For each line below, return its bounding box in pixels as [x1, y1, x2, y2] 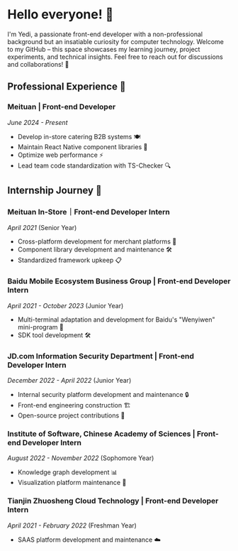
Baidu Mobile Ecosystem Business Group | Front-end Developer [7, 276, 231, 286]
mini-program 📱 [17, 322, 64, 331]
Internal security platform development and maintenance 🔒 [17, 390, 189, 398]
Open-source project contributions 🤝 [17, 411, 125, 420]
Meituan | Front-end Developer [7, 102, 116, 112]
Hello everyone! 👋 [7, 6, 114, 23]
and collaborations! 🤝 [7, 60, 69, 68]
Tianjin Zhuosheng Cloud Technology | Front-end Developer [7, 496, 219, 506]
